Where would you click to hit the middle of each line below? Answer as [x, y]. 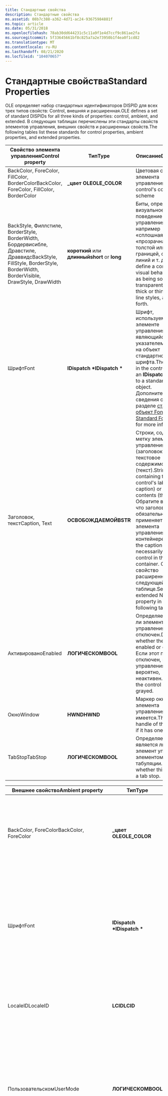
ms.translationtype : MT [30, 43]
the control [148, 685]
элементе [147, 325]
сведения [147, 400]
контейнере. [151, 539]
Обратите [147, 502]
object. [144, 387]
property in [149, 602]
